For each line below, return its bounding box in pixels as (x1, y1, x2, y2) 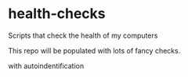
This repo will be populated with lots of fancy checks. (8, 46, 181, 55)
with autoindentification (8, 60, 85, 71)
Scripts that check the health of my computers (8, 31, 158, 40)
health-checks (8, 5, 106, 23)
